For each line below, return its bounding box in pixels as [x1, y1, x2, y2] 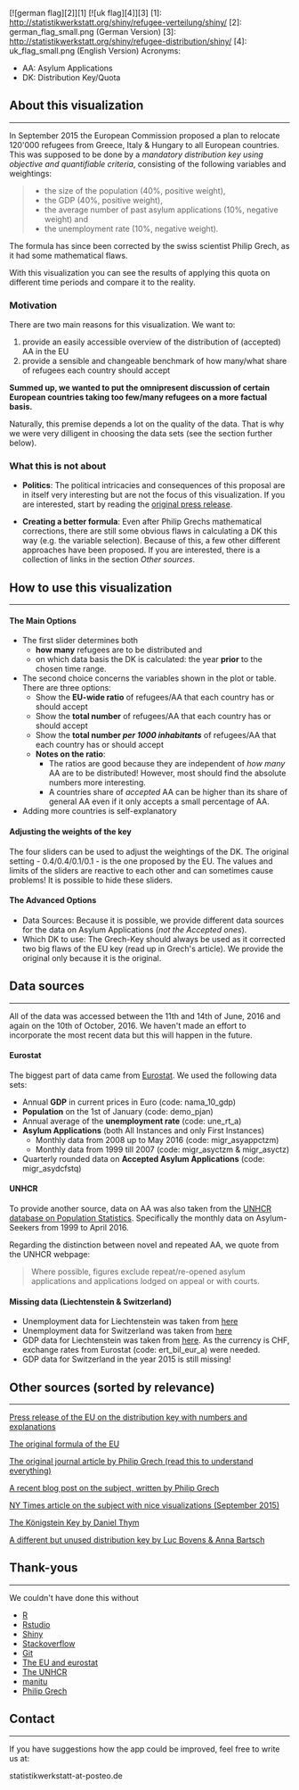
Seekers [9, 1222, 40, 1233]
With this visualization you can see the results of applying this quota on [9, 267, 271, 278]
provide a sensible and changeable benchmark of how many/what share [21, 356, 287, 367]
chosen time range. [35, 664, 107, 675]
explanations [9, 1421, 56, 1432]
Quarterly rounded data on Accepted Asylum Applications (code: [21, 1153, 265, 1164]
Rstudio [21, 1619, 51, 1629]
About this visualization [9, 98, 144, 113]
